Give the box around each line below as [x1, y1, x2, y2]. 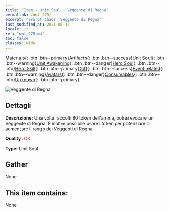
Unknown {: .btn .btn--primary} [15, 76, 80, 82]
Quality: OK [5, 135, 31, 142]
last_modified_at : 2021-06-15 [5, 21, 70, 27]
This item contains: [5, 189, 68, 197]
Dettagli [5, 101, 31, 110]
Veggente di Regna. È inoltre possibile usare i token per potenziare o [5, 120, 150, 126]
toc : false [5, 36, 29, 41]
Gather [5, 160, 28, 169]
